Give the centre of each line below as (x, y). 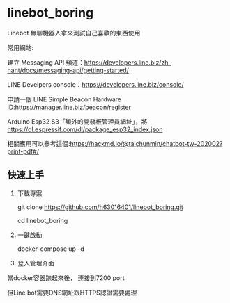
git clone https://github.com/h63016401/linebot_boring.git (100, 207)
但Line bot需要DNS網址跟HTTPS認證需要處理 (72, 293)
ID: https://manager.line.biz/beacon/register (69, 107)
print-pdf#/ (23, 151)
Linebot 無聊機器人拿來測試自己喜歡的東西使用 (74, 33)
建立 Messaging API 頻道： (46, 62)
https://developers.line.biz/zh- (128, 62)
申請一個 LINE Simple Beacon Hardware (64, 99)
